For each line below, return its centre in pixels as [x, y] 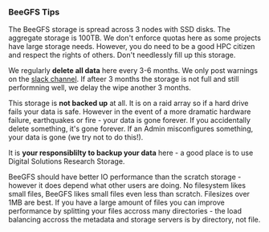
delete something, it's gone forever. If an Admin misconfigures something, [131, 129]
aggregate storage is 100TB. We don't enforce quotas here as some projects [134, 38]
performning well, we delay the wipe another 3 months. [100, 88]
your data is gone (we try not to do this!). [76, 137]
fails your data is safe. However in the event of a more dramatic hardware [130, 112]
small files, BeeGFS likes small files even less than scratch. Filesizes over [129, 194]
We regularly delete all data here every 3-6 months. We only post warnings [133, 71]
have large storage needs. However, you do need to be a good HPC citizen [132, 47]
